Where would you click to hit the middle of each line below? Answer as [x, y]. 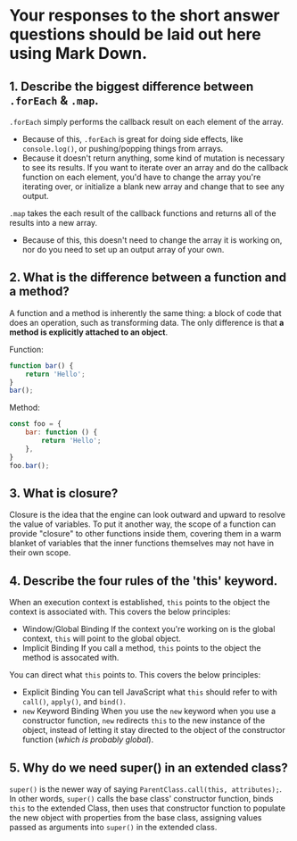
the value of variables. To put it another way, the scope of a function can [143, 524]
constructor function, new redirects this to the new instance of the [144, 720]
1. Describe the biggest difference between [132, 86]
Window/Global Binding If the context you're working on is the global [148, 629]
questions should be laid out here [135, 34]
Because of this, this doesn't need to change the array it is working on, [152, 240]
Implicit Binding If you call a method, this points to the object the [141, 648]
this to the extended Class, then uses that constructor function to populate [148, 808]
